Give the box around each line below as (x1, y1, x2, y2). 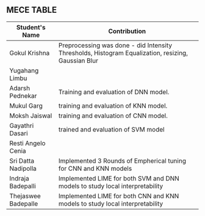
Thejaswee (9, 192, 41, 200)
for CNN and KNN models (58, 164, 132, 173)
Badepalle (9, 199, 38, 207)
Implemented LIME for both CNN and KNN (58, 192, 179, 200)
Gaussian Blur (58, 56, 99, 65)
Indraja (9, 174, 29, 182)
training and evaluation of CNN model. (58, 111, 168, 120)
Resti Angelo (9, 139, 46, 147)
